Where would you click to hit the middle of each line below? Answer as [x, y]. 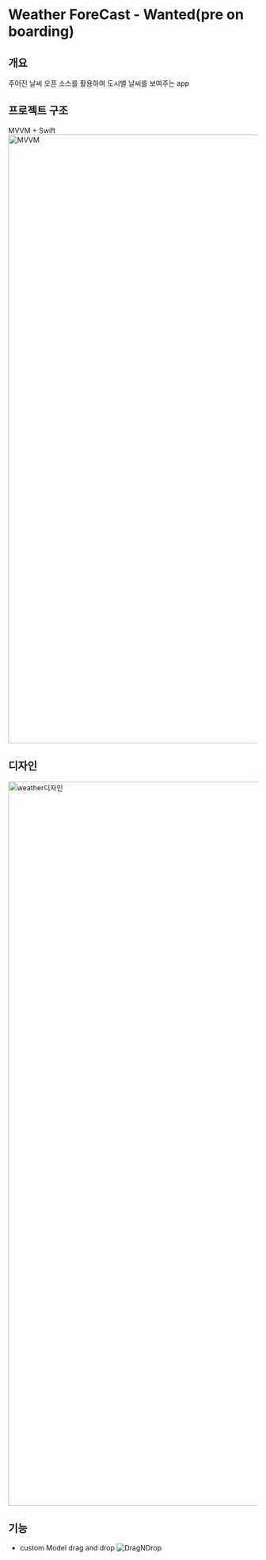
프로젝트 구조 [38, 111]
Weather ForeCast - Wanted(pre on [126, 15]
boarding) [41, 31]
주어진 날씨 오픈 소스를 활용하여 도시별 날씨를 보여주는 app [99, 83]
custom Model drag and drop [67, 1548]
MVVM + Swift [32, 130]
